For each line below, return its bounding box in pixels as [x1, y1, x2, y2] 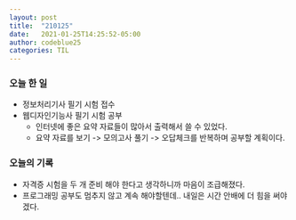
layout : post [9, 12, 58, 22]
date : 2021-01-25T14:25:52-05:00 [9, 29, 141, 38]
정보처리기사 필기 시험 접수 [21, 99, 116, 110]
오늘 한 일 [9, 77, 47, 90]
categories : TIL [9, 46, 69, 55]
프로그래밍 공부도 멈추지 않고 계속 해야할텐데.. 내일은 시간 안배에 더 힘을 [21, 190, 271, 200]
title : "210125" [9, 21, 74, 30]
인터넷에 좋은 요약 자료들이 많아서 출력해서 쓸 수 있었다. [35, 121, 228, 132]
